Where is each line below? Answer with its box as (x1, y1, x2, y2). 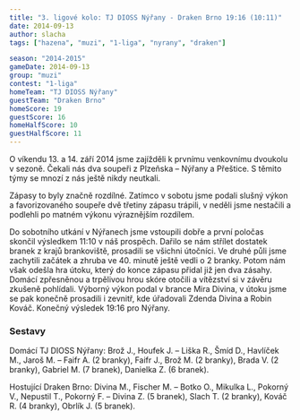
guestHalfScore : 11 (9, 129, 82, 139)
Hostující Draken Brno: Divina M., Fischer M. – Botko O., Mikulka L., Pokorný (9, 381, 289, 392)
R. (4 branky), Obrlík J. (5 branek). (9, 400, 136, 412)
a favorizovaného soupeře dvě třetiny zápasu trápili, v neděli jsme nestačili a (9, 200, 291, 210)
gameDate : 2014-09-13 (9, 63, 90, 72)
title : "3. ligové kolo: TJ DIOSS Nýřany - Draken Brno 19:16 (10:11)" (9, 13, 282, 22)
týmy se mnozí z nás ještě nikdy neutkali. (9, 173, 161, 184)
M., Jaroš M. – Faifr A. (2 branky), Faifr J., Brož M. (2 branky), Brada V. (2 (9, 355, 279, 365)
